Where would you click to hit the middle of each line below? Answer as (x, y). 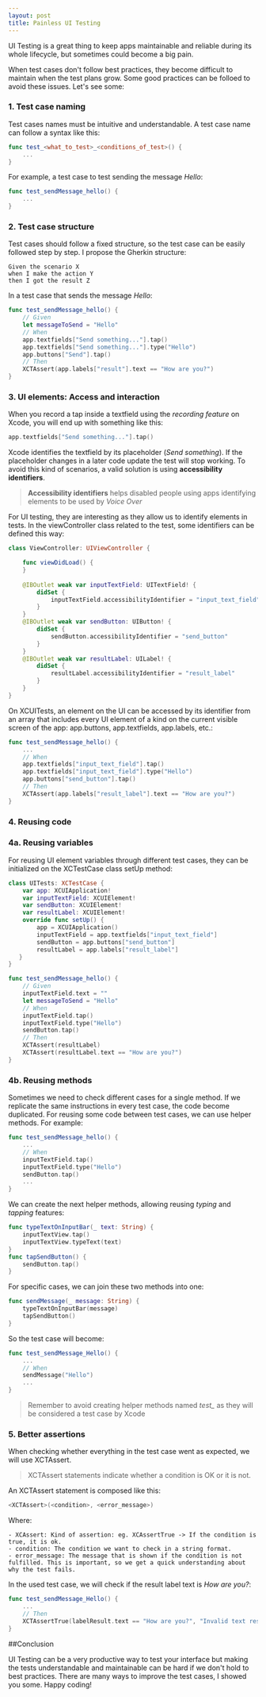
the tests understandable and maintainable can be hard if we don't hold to (129, 1668)
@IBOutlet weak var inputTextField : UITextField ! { (109, 584)
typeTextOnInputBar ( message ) (70, 1309)
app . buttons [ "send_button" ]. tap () (79, 779)
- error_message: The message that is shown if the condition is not (125, 1556)
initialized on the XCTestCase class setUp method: (90, 868)
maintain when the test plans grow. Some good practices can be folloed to (129, 78)
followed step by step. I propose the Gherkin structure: (97, 253)
